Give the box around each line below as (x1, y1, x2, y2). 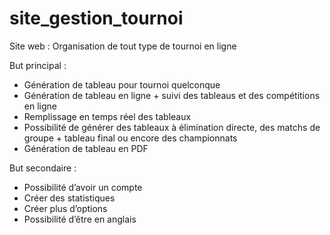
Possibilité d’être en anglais (23, 213, 137, 225)
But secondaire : (9, 162, 77, 174)
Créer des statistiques (23, 192, 116, 204)
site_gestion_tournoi (9, 7, 184, 30)
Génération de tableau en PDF (23, 142, 149, 154)
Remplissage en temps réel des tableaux (23, 110, 192, 122)
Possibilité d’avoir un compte (23, 181, 143, 193)
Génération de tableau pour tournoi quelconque (23, 78, 221, 91)
